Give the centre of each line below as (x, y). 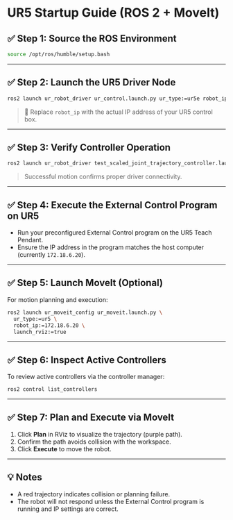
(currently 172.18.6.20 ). (51, 255)
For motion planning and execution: (58, 299)
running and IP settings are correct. (68, 509)
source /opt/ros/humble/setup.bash (59, 54)
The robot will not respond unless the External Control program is (111, 501)
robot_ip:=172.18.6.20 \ (49, 325)
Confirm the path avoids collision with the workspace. (94, 442)
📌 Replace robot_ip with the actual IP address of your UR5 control (118, 112)
